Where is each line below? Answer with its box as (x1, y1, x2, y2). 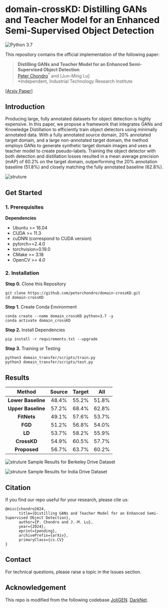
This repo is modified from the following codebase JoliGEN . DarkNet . (5, 596, 148, 603)
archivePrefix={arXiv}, (18, 533, 69, 538)
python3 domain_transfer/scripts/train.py (5, 355, 96, 360)
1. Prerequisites (5, 203, 44, 210)
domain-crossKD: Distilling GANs (5, 4, 147, 15)
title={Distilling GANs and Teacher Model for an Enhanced (18, 511, 145, 516)
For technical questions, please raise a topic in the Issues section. (5, 569, 142, 575)
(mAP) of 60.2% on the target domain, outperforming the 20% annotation (5, 159, 157, 165)
